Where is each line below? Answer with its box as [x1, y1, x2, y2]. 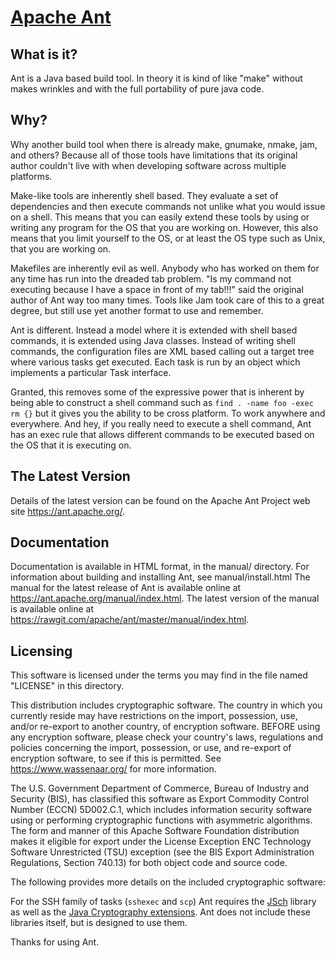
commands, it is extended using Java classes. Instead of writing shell [10, 334, 296, 346]
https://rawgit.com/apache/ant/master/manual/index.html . [10, 614, 250, 626]
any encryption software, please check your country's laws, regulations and [10, 731, 324, 743]
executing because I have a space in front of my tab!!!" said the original [10, 283, 304, 295]
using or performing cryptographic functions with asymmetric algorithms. [10, 814, 313, 826]
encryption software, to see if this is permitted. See [10, 752, 222, 765]
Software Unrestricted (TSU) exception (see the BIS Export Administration [10, 846, 315, 858]
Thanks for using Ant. [10, 936, 100, 948]
